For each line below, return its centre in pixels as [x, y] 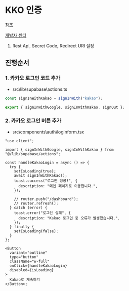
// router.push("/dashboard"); [46, 199]
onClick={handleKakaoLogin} [39, 266]
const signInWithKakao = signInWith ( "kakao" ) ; [54, 98]
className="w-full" [30, 261]
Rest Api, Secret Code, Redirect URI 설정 [53, 45]
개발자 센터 [16, 35]
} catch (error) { [29, 208]
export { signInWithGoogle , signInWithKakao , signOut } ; [65, 107]
